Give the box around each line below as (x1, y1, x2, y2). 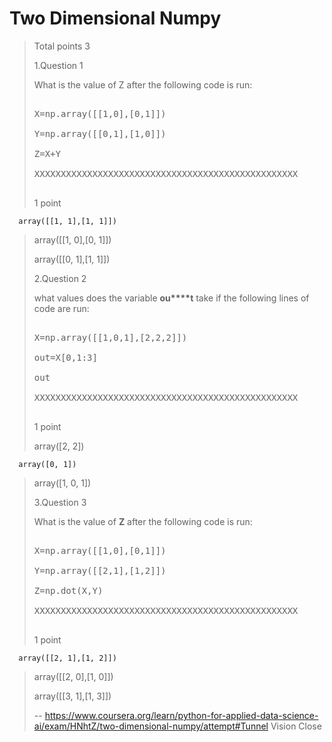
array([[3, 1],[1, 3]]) (33, 690, 112, 702)
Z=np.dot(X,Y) (33, 585, 104, 596)
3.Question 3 (33, 496, 87, 508)
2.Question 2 (33, 272, 87, 284)
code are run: (33, 302, 90, 314)
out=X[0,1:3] (33, 352, 98, 363)
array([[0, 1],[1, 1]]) (33, 253, 111, 265)
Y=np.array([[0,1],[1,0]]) (33, 128, 167, 139)
